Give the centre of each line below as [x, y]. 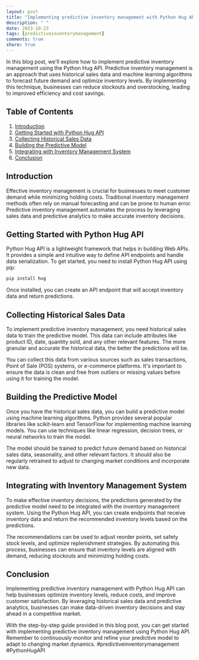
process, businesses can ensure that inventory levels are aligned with [91, 549]
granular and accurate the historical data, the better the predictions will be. [97, 348]
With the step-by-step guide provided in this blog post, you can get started [97, 625]
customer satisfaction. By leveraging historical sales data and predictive [94, 601]
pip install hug [26, 279]
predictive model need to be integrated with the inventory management [93, 506]
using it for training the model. [43, 378]
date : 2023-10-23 [28, 28]
